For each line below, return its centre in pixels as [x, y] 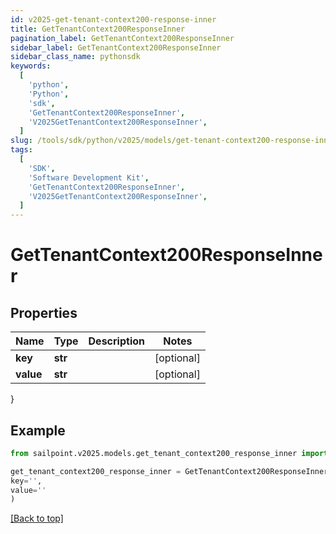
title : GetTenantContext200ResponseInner [98, 29]
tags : [21, 150]
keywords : [31, 66]
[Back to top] [37, 518]
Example [38, 430]
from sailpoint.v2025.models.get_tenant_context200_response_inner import [169, 453]
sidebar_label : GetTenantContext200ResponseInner [116, 47]
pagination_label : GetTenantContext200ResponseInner [122, 38]
